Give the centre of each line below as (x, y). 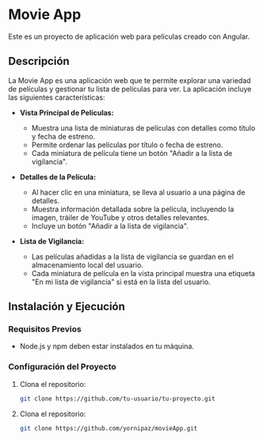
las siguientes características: (57, 97)
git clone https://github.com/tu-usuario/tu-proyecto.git (117, 398)
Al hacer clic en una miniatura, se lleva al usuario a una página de (138, 192)
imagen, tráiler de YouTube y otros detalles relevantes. (120, 217)
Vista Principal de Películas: (67, 112)
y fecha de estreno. (63, 136)
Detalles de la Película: (58, 176)
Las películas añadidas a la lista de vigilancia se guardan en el (132, 256)
